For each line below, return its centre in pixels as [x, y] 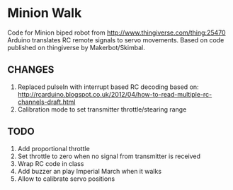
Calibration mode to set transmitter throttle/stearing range [102, 109]
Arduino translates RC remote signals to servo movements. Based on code [116, 40]
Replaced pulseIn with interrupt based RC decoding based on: [108, 87]
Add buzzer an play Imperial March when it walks [89, 171]
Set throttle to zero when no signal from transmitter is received [109, 156]
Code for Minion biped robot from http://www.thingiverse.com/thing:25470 [116, 32]
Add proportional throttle [53, 148]
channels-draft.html [46, 102]
